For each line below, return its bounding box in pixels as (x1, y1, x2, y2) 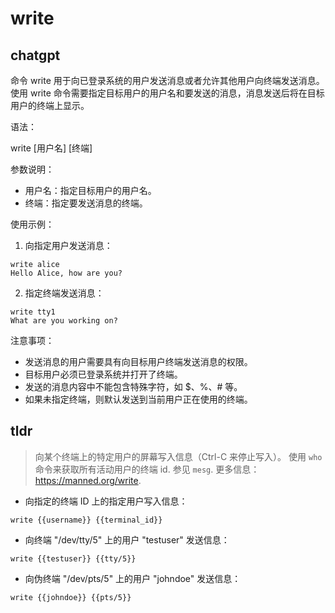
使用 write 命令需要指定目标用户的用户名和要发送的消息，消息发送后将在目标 (10, 87, 325, 99)
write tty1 (10, 307, 56, 317)
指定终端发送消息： (24, 287, 105, 299)
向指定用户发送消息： (24, 240, 113, 251)
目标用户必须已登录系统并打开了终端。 (24, 368, 183, 380)
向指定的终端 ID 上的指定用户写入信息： (24, 495, 188, 507)
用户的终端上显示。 (10, 100, 90, 111)
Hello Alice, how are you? (10, 268, 123, 278)
